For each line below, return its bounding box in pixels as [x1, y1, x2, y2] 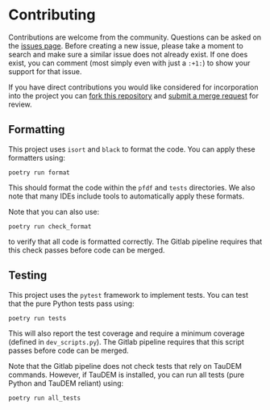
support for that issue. [8, 66, 82, 76]
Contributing [8, 6, 96, 24]
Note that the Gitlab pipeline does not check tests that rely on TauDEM [8, 361, 242, 370]
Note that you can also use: [8, 207, 99, 216]
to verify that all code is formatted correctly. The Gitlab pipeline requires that [8, 236, 263, 246]
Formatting [8, 123, 65, 136]
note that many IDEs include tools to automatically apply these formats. [8, 191, 244, 201]
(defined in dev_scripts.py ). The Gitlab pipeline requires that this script [8, 337, 244, 346]
